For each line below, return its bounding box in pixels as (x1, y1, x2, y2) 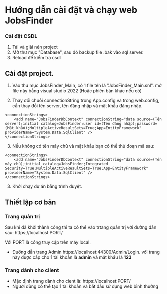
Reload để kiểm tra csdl (12, 55, 61, 61)
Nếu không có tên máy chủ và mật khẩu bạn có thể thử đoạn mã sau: (12, 143, 155, 149)
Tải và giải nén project (12, 44, 58, 50)
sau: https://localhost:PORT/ (5, 229, 63, 235)
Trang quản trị (5, 213, 40, 220)
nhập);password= (123, 121, 157, 126)
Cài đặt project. (5, 69, 54, 78)
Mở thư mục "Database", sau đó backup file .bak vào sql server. (12, 49, 144, 55)
